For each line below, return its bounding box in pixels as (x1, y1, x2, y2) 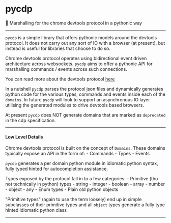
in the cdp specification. (5, 117, 56, 123)
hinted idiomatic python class (5, 207, 67, 213)
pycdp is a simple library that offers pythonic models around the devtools (5, 34, 157, 41)
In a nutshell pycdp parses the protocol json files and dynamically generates (5, 86, 164, 92)
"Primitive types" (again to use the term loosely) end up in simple (5, 197, 142, 203)
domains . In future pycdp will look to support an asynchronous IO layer (5, 96, 150, 102)
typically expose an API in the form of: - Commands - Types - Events (5, 151, 150, 157)
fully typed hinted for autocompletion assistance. (5, 166, 108, 172)
